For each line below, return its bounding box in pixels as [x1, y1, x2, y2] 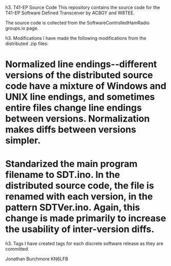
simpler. [5, 135, 41, 147]
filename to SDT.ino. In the [5, 169, 120, 181]
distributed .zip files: [5, 40, 49, 47]
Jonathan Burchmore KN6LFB [5, 256, 68, 262]
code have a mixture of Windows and [5, 80, 166, 92]
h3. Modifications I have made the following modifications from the [5, 35, 146, 41]
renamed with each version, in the [5, 191, 153, 202]
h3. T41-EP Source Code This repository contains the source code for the [5, 5, 160, 10]
